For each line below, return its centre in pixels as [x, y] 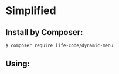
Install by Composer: [44, 32]
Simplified [31, 11]
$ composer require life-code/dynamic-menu [59, 45]
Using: [18, 64]
